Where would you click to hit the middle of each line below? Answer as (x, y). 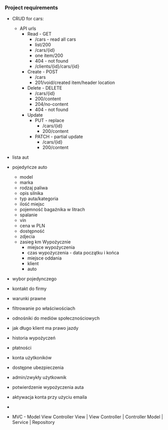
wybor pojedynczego (34, 279)
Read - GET (39, 34)
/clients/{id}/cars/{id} (57, 66)
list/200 (43, 45)
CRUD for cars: (28, 19)
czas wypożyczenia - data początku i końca (73, 253)
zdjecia (27, 237)
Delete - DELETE (45, 88)
